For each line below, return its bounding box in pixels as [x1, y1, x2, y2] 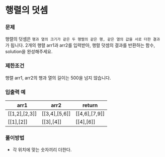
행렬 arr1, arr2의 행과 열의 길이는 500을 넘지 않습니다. [5, 75, 111, 81]
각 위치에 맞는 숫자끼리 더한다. [12, 146, 72, 153]
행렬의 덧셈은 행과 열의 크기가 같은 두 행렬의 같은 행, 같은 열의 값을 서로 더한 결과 [5, 36, 160, 42]
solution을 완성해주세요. [5, 49, 53, 55]
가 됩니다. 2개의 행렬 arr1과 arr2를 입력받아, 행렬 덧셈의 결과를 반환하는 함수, [5, 42, 155, 48]
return [82, 102, 98, 109]
